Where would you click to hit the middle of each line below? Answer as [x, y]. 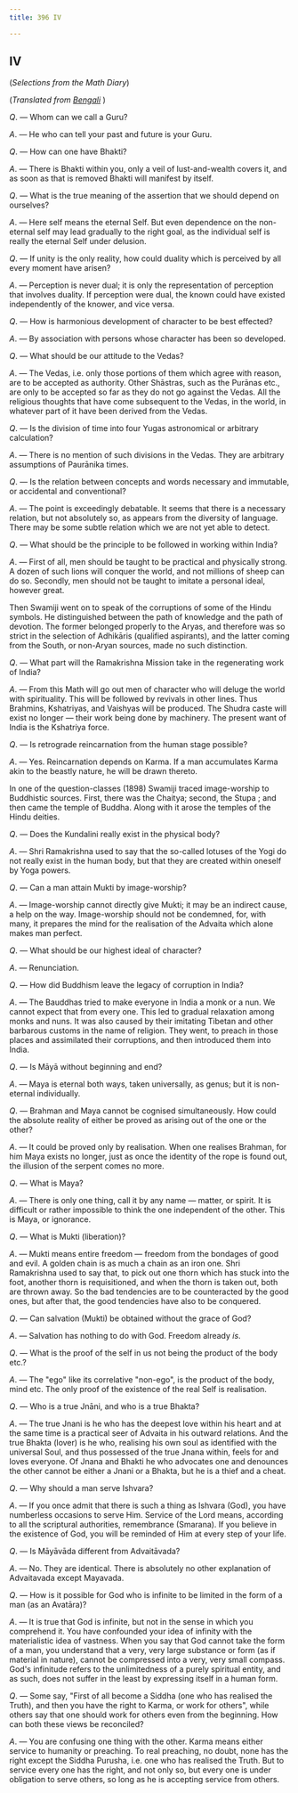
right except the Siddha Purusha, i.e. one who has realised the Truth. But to [147, 1761]
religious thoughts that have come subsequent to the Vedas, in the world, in [148, 402]
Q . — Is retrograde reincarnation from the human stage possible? [129, 745]
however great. [37, 591]
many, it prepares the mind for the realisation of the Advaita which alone [141, 924]
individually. [59, 1094]
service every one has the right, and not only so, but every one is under [140, 1770]
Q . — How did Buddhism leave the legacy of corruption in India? [127, 985]
